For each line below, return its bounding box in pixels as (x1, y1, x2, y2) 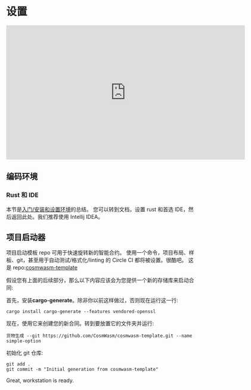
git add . (6, 361, 31, 367)
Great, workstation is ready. (6, 377, 75, 384)
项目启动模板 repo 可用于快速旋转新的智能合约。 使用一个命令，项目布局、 (6, 249, 189, 256)
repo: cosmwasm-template (13, 264, 78, 271)
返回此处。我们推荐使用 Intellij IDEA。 (11, 213, 104, 220)
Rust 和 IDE (6, 191, 39, 199)
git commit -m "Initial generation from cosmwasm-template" (6, 367, 159, 373)
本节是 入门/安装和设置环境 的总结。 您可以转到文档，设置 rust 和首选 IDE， (6, 206, 189, 213)
